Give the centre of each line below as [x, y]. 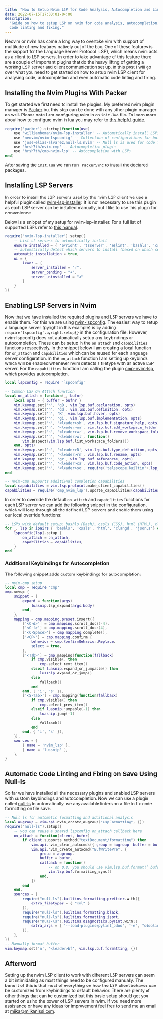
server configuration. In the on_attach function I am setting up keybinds [76, 358]
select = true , [46, 646]
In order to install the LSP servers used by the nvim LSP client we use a [76, 197]
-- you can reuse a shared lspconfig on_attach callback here [78, 831]
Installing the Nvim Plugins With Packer [66, 93]
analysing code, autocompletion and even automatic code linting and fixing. [81, 78]
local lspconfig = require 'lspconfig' [45, 383]
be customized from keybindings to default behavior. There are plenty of [78, 991]
